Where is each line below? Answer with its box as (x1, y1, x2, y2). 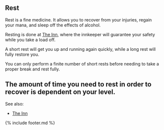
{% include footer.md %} (5, 120, 55, 126)
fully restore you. (5, 51, 39, 57)
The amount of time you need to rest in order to (5, 80, 152, 88)
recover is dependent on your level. (5, 88, 116, 96)
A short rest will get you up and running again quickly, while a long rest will (5, 46, 156, 52)
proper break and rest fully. (5, 66, 60, 72)
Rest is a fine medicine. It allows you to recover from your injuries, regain (5, 17, 152, 22)
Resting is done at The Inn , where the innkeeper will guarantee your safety (5, 31, 155, 37)
